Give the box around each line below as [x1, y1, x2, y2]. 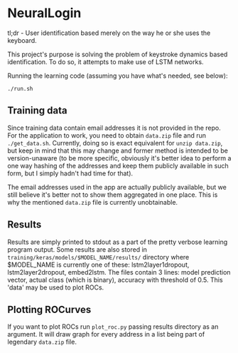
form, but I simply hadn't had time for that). [7, 169, 134, 178]
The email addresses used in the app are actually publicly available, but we [7, 183, 227, 191]
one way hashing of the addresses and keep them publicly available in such [7, 161, 229, 170]
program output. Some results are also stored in [7, 245, 148, 254]
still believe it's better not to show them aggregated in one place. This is [7, 190, 218, 199]
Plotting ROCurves [7, 303, 92, 315]
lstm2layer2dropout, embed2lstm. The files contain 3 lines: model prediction [7, 267, 231, 276]
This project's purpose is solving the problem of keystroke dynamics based [7, 50, 228, 58]
